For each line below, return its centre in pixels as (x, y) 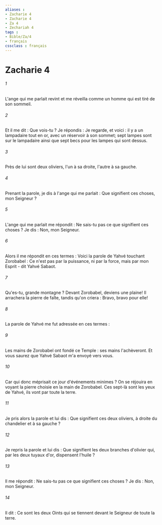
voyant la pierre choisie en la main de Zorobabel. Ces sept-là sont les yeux (80, 387)
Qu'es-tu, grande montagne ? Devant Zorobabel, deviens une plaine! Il (76, 292)
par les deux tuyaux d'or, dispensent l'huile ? (50, 455)
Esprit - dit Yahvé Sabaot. (31, 267)
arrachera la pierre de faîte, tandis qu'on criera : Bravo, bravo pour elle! (76, 298)
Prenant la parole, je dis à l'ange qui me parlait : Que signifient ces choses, (80, 193)
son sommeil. (19, 104)
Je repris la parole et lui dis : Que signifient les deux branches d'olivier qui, (80, 450)
